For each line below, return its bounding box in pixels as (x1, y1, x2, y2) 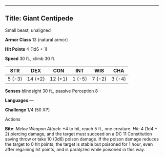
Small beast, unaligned (5, 27, 51, 33)
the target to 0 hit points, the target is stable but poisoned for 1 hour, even (5, 141, 153, 147)
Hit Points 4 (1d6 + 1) (5, 46, 48, 52)
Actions (5, 116, 20, 122)
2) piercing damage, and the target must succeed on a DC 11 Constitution (5, 131, 152, 137)
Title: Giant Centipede (5, 14, 74, 22)
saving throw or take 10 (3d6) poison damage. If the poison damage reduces (5, 136, 159, 142)
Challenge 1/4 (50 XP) (5, 107, 50, 113)
